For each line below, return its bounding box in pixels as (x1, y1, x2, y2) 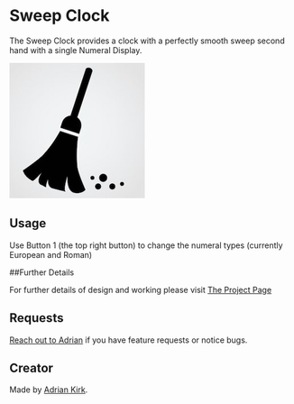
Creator (9, 360, 54, 375)
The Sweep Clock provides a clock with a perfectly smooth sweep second (9, 35, 286, 46)
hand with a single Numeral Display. (9, 44, 142, 55)
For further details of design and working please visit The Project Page (9, 284, 272, 295)
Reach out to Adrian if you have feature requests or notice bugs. (9, 335, 248, 345)
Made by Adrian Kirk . (9, 384, 88, 395)
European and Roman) (9, 249, 93, 260)
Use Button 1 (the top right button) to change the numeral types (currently (9, 240, 283, 251)
